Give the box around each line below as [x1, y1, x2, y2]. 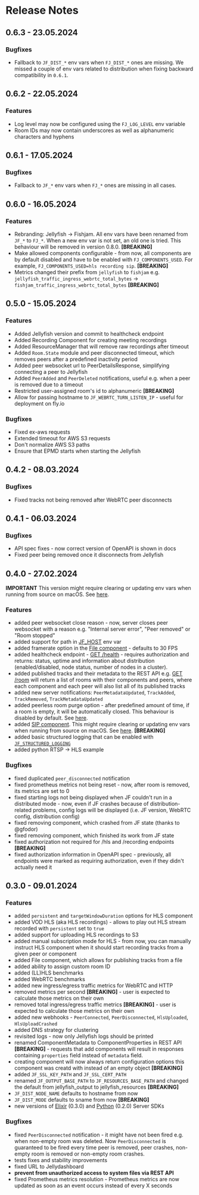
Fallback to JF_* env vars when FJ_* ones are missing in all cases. [14, 182, 176, 189]
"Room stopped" [14, 632, 55, 639]
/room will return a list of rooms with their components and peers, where [14, 676, 192, 684]
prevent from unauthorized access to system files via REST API [14, 1169, 174, 1176]
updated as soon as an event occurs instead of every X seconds [14, 1182, 173, 1189]
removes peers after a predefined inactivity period [14, 355, 138, 363]
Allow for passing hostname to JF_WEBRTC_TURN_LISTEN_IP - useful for [14, 394, 184, 401]
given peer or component [14, 950, 77, 957]
